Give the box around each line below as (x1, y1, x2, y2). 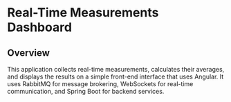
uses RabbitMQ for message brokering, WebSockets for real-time (7, 80, 194, 88)
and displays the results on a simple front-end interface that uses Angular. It (7, 72, 224, 81)
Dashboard (7, 19, 73, 35)
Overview (7, 47, 50, 59)
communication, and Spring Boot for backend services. (7, 88, 165, 95)
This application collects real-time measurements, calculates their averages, (7, 65, 225, 73)
